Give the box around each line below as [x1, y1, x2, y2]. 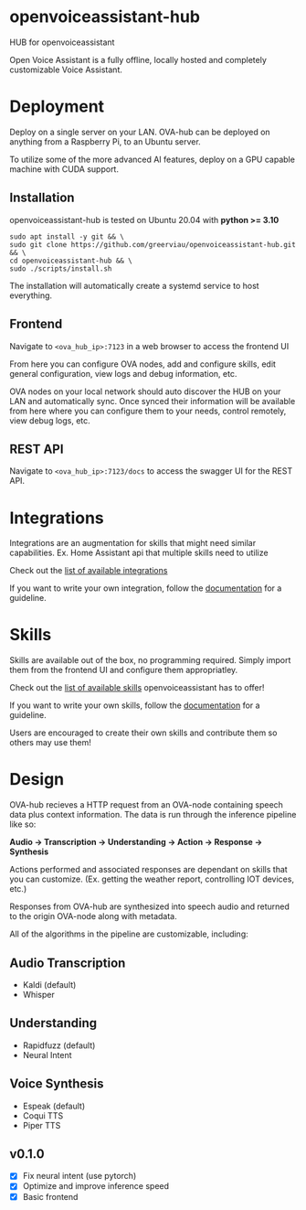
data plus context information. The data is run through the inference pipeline [9, 809, 297, 820]
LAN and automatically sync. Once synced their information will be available [9, 395, 296, 406]
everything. [9, 290, 53, 301]
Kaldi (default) [22, 979, 77, 990]
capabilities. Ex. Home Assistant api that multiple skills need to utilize [9, 547, 269, 559]
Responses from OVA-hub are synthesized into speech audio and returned [9, 901, 290, 912]
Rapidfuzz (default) [22, 1040, 96, 1051]
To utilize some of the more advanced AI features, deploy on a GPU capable [9, 154, 295, 165]
